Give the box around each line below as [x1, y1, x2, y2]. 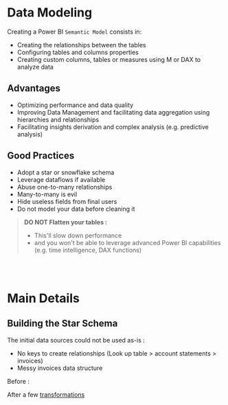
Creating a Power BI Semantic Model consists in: [7, 27, 142, 36]
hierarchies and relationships [16, 115, 100, 124]
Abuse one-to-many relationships [16, 183, 113, 191]
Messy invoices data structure [16, 364, 103, 372]
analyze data [16, 62, 54, 71]
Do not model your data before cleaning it [16, 205, 135, 213]
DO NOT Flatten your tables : [23, 218, 108, 226]
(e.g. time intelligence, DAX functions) [34, 246, 142, 254]
